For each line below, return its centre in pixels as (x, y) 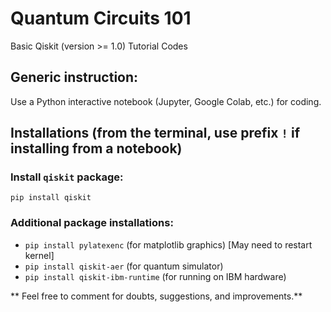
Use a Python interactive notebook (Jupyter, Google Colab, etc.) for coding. (166, 101)
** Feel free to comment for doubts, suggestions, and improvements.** (156, 296)
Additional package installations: (92, 223)
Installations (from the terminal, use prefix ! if (155, 133)
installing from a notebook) (96, 148)
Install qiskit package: (67, 177)
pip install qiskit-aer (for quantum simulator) (124, 266)
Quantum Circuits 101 (101, 18)
